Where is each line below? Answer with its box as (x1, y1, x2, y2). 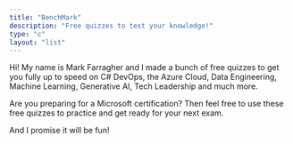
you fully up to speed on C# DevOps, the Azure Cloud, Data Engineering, (9, 72, 277, 83)
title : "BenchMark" (9, 12, 82, 22)
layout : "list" (9, 37, 66, 47)
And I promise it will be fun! (9, 125, 110, 136)
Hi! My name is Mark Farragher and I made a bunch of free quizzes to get (9, 62, 280, 73)
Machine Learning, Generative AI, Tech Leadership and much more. (9, 81, 259, 92)
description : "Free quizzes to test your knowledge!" (9, 21, 214, 30)
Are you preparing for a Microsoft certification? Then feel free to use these (9, 99, 284, 109)
